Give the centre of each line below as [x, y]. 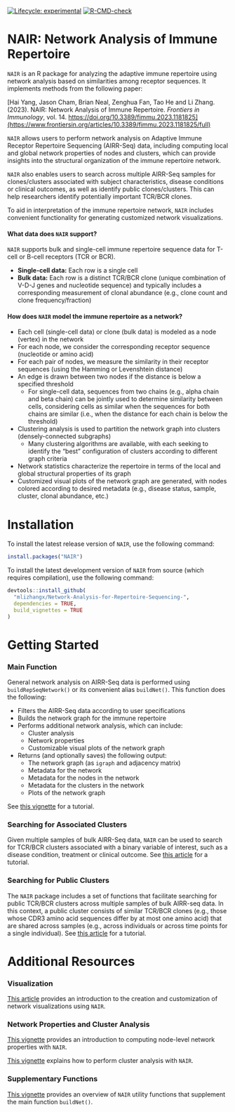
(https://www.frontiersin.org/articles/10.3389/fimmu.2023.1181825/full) [109, 124]
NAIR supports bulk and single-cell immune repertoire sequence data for [111, 249]
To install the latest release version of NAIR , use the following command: [111, 544]
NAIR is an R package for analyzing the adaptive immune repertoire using [112, 73]
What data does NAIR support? [52, 234]
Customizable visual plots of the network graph [96, 748]
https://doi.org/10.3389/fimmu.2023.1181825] [133, 117]
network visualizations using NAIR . [56, 1006]
